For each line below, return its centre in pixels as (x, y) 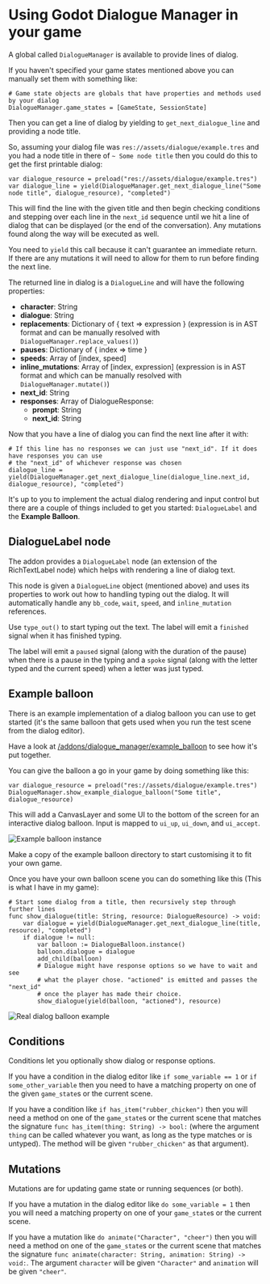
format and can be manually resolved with (90, 332)
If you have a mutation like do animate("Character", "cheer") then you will (133, 1237)
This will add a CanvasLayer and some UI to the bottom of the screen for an (134, 814)
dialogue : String (47, 315)
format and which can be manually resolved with (101, 375)
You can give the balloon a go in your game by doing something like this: (129, 771)
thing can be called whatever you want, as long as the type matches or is (130, 1135)
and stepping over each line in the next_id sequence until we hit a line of (129, 217)
